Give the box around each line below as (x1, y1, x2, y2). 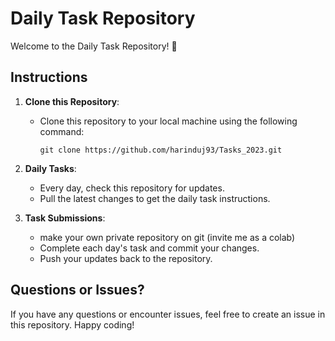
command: (39, 125, 85, 137)
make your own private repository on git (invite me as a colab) (39, 231, 296, 243)
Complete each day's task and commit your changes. (39, 242, 260, 254)
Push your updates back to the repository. (39, 252, 213, 264)
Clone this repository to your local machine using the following (39, 115, 298, 127)
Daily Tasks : (24, 162, 77, 174)
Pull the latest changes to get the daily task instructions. (39, 192, 271, 204)
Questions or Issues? (10, 282, 145, 299)
